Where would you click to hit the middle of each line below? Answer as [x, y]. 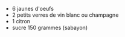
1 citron [21, 21]
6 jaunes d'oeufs [33, 9]
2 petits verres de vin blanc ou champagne [65, 15]
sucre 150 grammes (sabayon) [50, 27]
